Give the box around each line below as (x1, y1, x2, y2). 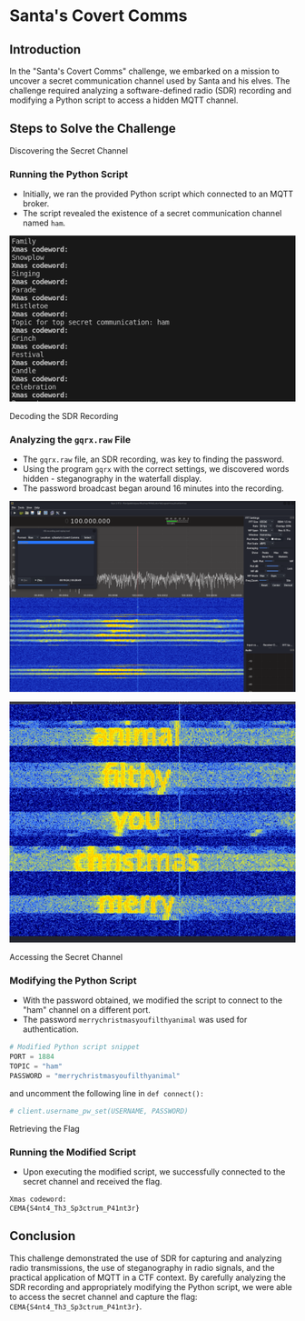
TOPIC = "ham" (9, 1062, 64, 1071)
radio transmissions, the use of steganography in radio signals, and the (9, 1262, 275, 1273)
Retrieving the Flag (9, 1123, 80, 1134)
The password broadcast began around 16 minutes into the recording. (22, 483, 284, 494)
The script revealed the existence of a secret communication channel (22, 208, 282, 219)
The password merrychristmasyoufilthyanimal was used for (22, 1015, 248, 1026)
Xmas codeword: (9, 1195, 67, 1205)
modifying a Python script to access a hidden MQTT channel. (9, 95, 239, 105)
